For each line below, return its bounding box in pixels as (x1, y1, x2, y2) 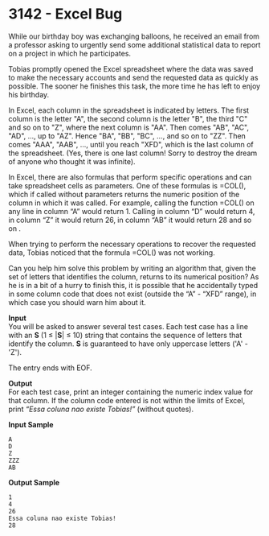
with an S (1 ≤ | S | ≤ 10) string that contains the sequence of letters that (8, 330, 243, 340)
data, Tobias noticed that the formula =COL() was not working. (8, 247, 215, 258)
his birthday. (8, 89, 50, 99)
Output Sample (8, 477, 60, 487)
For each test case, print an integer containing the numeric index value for (8, 387, 254, 397)
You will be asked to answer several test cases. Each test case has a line (8, 321, 249, 331)
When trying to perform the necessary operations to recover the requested (8, 239, 256, 249)
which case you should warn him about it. (8, 297, 146, 307)
